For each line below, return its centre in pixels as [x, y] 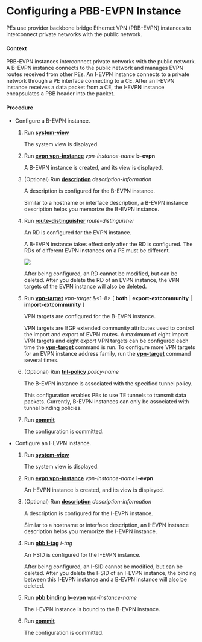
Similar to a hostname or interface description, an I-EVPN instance [106, 525]
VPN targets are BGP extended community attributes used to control [109, 328]
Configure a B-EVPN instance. [52, 121]
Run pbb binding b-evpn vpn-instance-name [80, 598]
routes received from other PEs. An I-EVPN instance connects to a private [98, 74]
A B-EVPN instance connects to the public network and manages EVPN [95, 68]
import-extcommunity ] [54, 305]
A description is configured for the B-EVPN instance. [90, 191]
